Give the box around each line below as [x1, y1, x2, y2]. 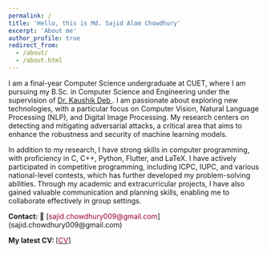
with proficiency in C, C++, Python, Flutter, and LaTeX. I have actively [8, 153, 237, 163]
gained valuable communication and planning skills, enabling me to [8, 187, 230, 197]
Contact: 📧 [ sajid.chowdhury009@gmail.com [8, 211, 158, 221]
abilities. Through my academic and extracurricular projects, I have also [8, 179, 245, 188]
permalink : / [8, 11, 52, 20]
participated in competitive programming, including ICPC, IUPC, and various [8, 162, 259, 171]
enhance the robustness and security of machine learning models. [8, 129, 228, 139]
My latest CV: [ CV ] [8, 235, 71, 245]
